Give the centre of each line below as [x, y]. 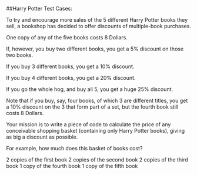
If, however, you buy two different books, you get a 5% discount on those [95, 49]
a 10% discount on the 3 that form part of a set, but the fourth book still [92, 107]
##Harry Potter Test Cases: [39, 9]
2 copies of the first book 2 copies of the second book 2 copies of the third [97, 160]
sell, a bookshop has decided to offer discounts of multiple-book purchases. [98, 26]
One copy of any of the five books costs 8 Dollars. [67, 37]
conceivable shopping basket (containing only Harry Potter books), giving [96, 131]
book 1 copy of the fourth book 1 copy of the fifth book [72, 166]
